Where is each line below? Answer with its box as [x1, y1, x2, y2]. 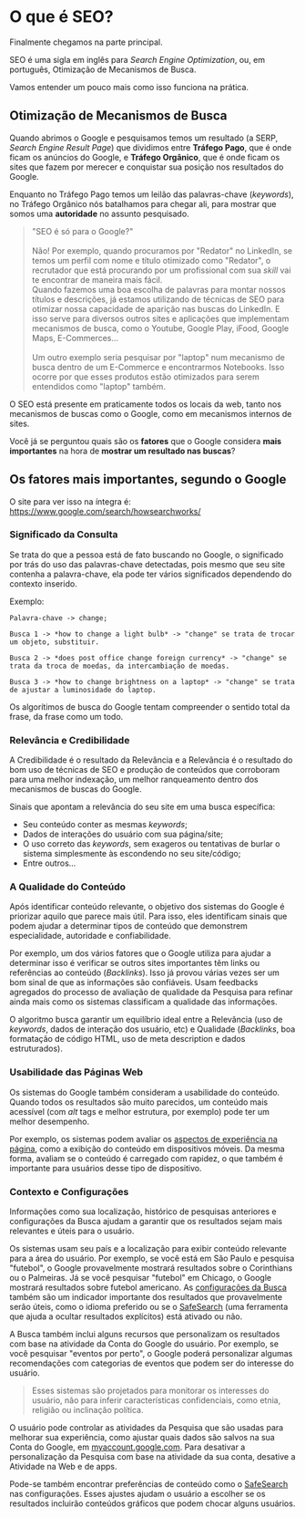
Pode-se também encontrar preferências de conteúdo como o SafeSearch [9, 1479, 289, 1490]
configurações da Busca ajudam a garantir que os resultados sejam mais [9, 1216, 283, 1227]
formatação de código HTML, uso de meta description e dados [9, 1034, 246, 1045]
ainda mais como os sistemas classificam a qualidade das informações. [9, 996, 278, 1007]
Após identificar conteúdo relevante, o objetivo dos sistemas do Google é [9, 901, 285, 912]
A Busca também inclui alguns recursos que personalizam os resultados [9, 1329, 280, 1340]
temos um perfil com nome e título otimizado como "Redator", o [31, 255, 271, 265]
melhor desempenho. [9, 1116, 89, 1127]
